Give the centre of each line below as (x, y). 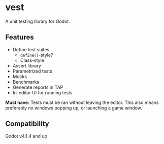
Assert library (27, 65)
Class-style (32, 60)
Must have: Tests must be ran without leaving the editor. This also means (82, 102)
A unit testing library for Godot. (38, 21)
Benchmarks (26, 82)
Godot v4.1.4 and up (26, 136)
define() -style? (37, 55)
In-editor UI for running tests (42, 92)
